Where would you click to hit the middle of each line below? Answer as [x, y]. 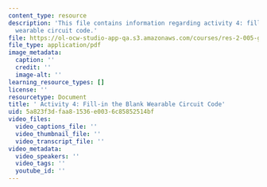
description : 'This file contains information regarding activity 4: [126, 23]
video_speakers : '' [48, 156]
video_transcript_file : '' [60, 141]
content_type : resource [48, 16]
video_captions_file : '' [56, 127]
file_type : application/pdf [55, 45]
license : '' [28, 90]
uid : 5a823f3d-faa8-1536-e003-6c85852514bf [81, 112]
